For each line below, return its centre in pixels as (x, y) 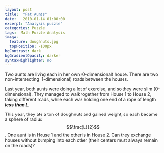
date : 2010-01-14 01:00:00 (35, 19)
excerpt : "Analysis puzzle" (34, 23)
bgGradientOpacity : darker (33, 56)
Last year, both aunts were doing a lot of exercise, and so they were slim (79, 89)
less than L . (17, 105)
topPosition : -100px (31, 46)
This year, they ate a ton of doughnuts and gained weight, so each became (81, 115)
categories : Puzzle (25, 28)
